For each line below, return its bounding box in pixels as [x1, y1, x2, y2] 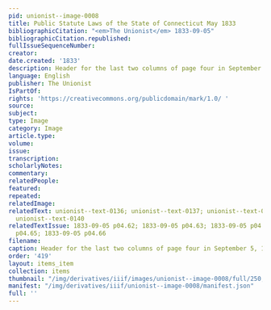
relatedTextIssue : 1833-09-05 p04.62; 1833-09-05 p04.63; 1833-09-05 [8, 222, 248, 230]
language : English [8, 72, 70, 80]
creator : [8, 49, 38, 57]
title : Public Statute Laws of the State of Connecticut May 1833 [8, 19, 236, 27]
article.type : [8, 132, 56, 140]
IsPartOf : [8, 86, 42, 95]
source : [8, 102, 35, 110]
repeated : [8, 191, 42, 200]
